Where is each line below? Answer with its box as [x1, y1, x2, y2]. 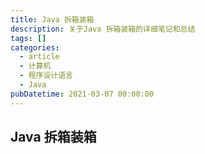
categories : [10, 42, 60, 53]
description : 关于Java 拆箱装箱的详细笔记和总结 [10, 24, 196, 34]
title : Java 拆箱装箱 [10, 14, 95, 25]
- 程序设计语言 [19, 71, 74, 81]
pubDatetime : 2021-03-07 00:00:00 [10, 89, 155, 99]
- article [19, 52, 60, 62]
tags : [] [10, 33, 47, 43]
